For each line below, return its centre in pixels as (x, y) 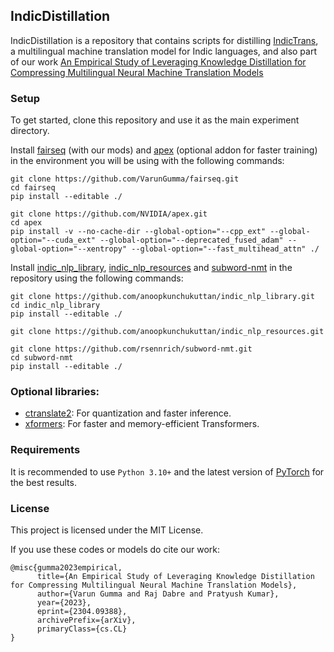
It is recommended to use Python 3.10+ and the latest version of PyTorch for (167, 471)
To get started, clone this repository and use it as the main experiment (155, 120)
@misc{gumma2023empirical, (66, 568)
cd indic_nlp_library (55, 305)
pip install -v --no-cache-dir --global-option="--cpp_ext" (138, 232)
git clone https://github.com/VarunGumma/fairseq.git (125, 179)
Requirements (45, 450)
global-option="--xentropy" (69, 249)
